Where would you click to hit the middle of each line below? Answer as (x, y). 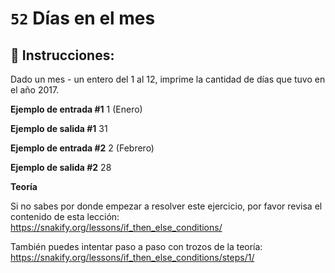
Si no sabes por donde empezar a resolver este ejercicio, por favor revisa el (166, 206)
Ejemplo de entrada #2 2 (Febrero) (82, 148)
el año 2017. (35, 90)
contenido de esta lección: (65, 216)
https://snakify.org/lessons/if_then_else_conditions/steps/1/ (132, 257)
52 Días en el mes (83, 18)
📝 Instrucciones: (62, 55)
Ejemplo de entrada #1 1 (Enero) (76, 109)
